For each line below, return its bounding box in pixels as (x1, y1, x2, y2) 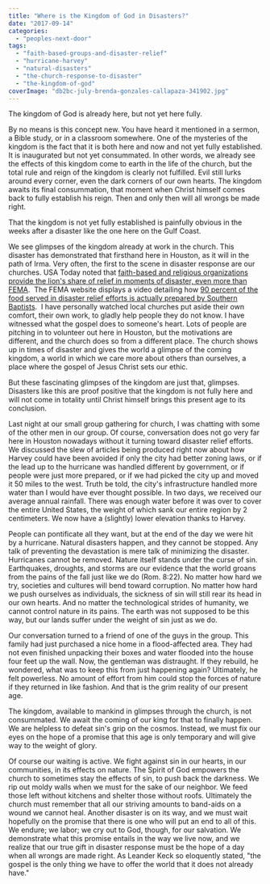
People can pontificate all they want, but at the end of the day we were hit (8, 529, 254, 539)
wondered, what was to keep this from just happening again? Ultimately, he (8, 665, 258, 675)
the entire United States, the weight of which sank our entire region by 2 (8, 505, 248, 515)
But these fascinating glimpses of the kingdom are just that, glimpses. (8, 377, 240, 388)
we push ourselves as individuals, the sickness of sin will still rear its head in (8, 589, 262, 599)
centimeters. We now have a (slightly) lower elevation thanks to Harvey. (8, 514, 246, 524)
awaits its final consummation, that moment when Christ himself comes (8, 185, 246, 195)
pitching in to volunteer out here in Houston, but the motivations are (8, 328, 233, 338)
